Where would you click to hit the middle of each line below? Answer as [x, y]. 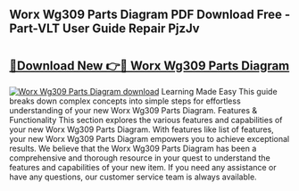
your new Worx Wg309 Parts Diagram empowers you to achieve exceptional [149, 139]
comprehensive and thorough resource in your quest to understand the [140, 158]
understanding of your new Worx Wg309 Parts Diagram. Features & [133, 110]
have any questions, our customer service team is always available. [133, 177]
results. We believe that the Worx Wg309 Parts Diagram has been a [133, 148]
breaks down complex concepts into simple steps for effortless [125, 101]
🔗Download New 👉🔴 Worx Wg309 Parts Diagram [149, 66]
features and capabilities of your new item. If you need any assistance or [143, 167]
